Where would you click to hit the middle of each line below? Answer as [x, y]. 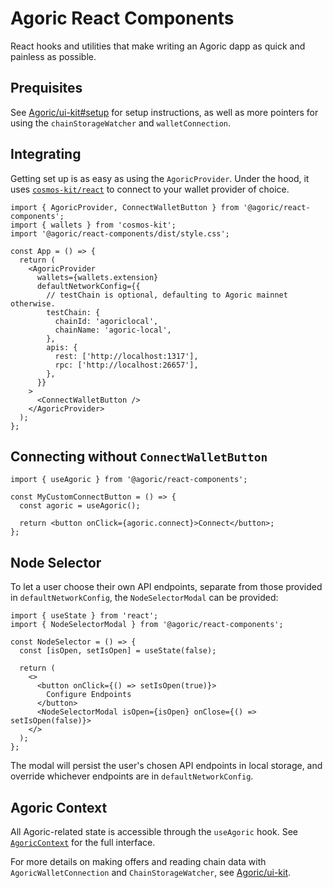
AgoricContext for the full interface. [83, 842]
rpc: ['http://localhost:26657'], [126, 365]
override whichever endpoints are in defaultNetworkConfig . [132, 776]
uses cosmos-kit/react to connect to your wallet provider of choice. [150, 189]
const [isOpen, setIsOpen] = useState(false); [118, 651]
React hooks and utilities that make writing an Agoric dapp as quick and [158, 46]
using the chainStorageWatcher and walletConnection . [121, 123]
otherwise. [33, 303]
